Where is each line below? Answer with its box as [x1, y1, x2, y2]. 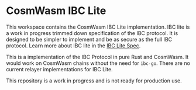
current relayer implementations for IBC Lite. [6, 65, 113, 72]
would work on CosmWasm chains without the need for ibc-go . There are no [6, 60, 190, 67]
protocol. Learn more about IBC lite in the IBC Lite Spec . [6, 42, 141, 49]
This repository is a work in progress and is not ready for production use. [6, 77, 183, 84]
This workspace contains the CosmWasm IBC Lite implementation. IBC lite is [6, 23, 190, 30]
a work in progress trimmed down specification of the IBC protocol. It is [6, 29, 178, 36]
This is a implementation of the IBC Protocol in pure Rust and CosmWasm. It [6, 53, 189, 60]
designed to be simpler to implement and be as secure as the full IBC [6, 36, 173, 43]
